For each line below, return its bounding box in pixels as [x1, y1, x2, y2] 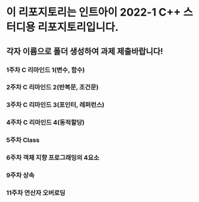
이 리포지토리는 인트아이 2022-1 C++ [6, 5, 181, 19]
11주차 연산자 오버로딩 [6, 188, 66, 197]
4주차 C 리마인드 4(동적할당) [6, 118, 85, 126]
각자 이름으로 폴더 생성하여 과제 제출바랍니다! [6, 46, 164, 56]
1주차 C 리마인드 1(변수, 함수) [6, 65, 85, 74]
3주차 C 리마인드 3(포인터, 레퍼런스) [6, 101, 105, 109]
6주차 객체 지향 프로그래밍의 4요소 [6, 153, 99, 162]
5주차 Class [6, 136, 40, 144]
